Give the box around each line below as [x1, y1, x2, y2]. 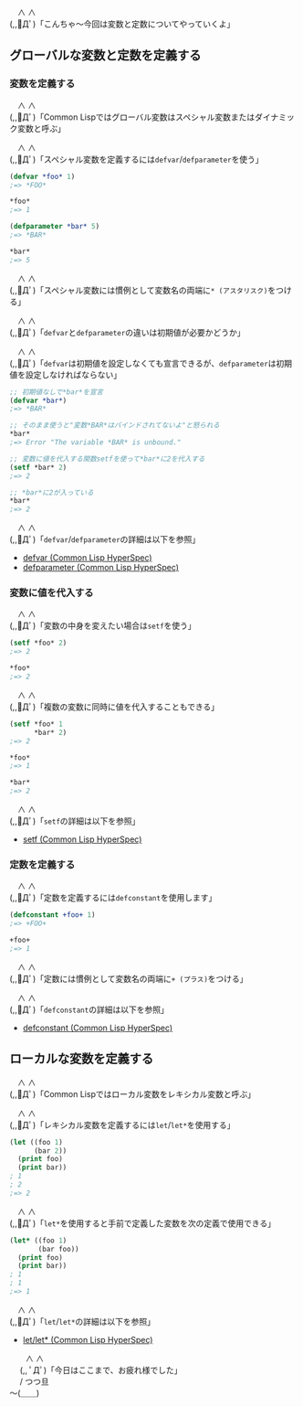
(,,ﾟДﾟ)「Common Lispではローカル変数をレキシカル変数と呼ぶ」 [9, 1088, 256, 1099]
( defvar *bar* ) [9, 396, 68, 405]
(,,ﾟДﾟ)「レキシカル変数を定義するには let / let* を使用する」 [9, 1119, 235, 1130]
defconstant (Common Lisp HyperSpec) [22, 1022, 173, 1033]
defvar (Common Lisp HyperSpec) [22, 552, 152, 563]
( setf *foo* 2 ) [9, 638, 68, 648]
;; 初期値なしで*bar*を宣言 [9, 387, 103, 397]
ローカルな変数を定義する [9, 1051, 153, 1067]
